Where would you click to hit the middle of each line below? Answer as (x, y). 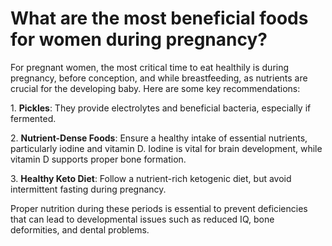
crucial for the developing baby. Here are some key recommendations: (155, 88)
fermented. (33, 118)
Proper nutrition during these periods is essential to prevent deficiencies (159, 208)
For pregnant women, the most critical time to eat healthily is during (150, 67)
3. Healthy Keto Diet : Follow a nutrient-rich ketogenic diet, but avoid (151, 178)
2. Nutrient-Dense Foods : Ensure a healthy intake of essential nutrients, (159, 138)
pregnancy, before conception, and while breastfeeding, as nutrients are (159, 78)
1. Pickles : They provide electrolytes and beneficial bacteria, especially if (161, 108)
